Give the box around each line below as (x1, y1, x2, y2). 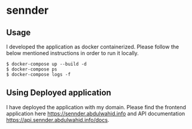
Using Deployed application (6, 88, 112, 98)
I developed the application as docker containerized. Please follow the (6, 43, 179, 50)
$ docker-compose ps (6, 66, 58, 72)
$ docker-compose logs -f (6, 72, 71, 78)
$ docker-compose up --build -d (6, 61, 87, 67)
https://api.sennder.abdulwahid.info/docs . (6, 116, 109, 123)
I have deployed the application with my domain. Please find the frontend (6, 103, 187, 110)
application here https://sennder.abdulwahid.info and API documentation (6, 110, 185, 117)
